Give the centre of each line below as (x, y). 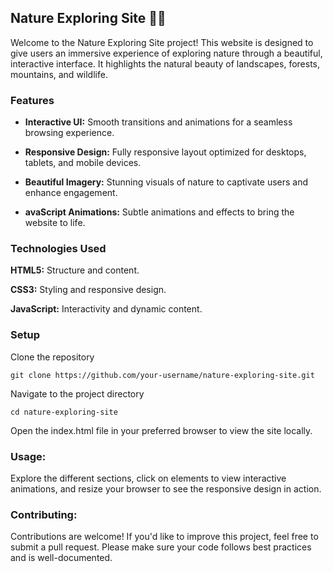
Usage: (28, 456)
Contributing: (44, 514)
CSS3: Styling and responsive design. (88, 290)
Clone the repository (52, 357)
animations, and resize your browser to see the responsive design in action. (166, 489)
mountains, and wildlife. (59, 74)
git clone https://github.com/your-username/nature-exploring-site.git (162, 375)
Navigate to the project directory (77, 393)
